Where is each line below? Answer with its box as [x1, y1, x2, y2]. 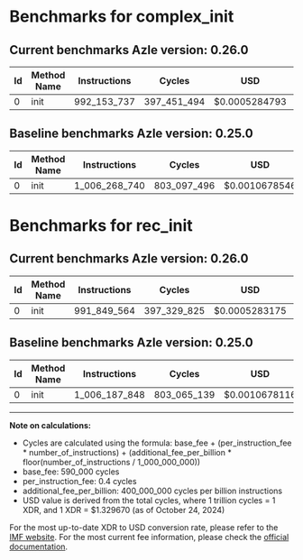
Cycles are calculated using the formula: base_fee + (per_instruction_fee [22, 437, 292, 448]
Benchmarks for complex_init [9, 6, 234, 27]
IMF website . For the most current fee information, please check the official [9, 531, 289, 542]
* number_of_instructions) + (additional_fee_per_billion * [22, 446, 232, 457]
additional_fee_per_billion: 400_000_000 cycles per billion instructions [22, 485, 282, 496]
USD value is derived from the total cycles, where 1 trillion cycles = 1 [22, 494, 276, 506]
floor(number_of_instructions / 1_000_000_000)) [22, 456, 201, 467]
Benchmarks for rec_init [9, 216, 193, 235]
